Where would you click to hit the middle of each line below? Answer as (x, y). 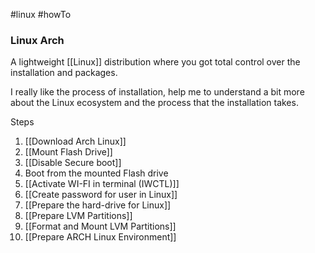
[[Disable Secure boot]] (73, 163)
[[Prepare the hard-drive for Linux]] (98, 205)
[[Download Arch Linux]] (75, 141)
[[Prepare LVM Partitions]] (78, 216)
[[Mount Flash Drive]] (68, 152)
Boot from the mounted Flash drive (96, 173)
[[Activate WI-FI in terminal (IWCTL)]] (102, 184)
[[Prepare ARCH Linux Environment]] (100, 237)
